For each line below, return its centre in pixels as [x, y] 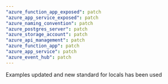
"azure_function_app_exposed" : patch [54, 12]
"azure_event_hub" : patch [38, 57]
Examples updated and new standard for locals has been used [84, 74]
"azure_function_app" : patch [43, 46]
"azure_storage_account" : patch [47, 35]
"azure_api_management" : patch [45, 40]
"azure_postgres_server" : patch [47, 29]
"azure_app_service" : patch [41, 52]
